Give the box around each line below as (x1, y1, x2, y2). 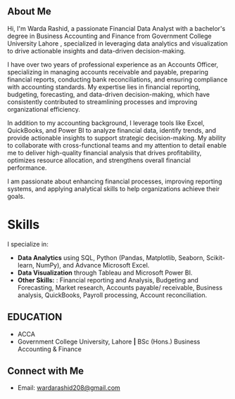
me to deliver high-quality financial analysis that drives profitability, (7, 148, 202, 157)
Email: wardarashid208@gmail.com (17, 384, 121, 392)
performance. (7, 163, 47, 171)
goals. (7, 192, 25, 200)
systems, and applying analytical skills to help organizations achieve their (7, 184, 220, 192)
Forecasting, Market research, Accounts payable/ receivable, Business (17, 283, 223, 292)
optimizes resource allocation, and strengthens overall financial (7, 156, 191, 164)
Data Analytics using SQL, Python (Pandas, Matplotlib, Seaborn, (17, 253, 205, 262)
